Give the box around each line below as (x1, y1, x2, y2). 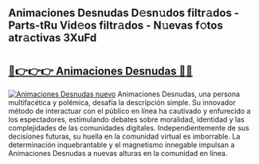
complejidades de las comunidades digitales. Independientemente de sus (8, 123, 249, 132)
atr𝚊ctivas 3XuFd (8, 31, 97, 45)
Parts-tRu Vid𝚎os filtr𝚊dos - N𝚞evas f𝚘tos (8, 19, 223, 33)
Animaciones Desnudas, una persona (117, 89, 241, 99)
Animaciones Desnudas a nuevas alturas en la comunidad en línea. (8, 149, 228, 158)
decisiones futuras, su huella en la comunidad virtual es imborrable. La (8, 131, 241, 141)
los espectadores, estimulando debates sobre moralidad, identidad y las (8, 115, 245, 124)
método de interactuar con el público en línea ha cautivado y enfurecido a (8, 107, 251, 115)
